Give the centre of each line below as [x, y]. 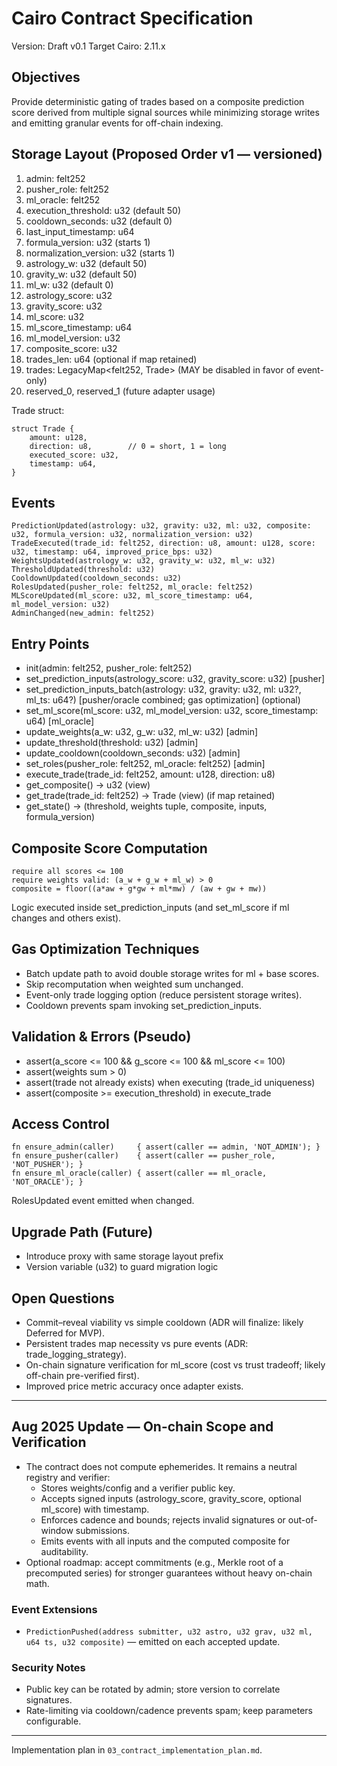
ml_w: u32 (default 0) [69, 284]
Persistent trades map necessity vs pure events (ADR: [137, 1344]
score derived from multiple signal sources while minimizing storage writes [165, 112]
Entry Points [50, 643]
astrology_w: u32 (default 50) [86, 263]
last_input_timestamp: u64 [80, 231]
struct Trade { [43, 428]
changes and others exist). [66, 918]
